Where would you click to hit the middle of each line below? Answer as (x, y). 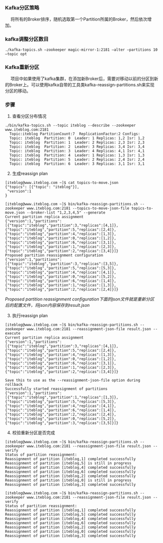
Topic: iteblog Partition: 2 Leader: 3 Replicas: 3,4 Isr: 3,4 (77, 147)
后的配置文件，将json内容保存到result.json (47, 305)
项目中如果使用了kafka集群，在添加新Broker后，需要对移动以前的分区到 (82, 79)
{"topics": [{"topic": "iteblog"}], (42, 187)
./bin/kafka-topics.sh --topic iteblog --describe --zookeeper (71, 125)
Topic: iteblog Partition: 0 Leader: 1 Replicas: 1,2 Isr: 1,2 (77, 138)
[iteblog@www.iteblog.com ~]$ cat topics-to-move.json (62, 183)
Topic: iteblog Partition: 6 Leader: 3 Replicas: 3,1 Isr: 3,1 (77, 164)
